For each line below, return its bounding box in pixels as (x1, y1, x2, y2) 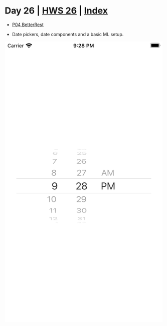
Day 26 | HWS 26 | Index (5, 5, 108, 17)
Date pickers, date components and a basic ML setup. (12, 31, 124, 37)
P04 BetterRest (12, 22, 44, 28)
